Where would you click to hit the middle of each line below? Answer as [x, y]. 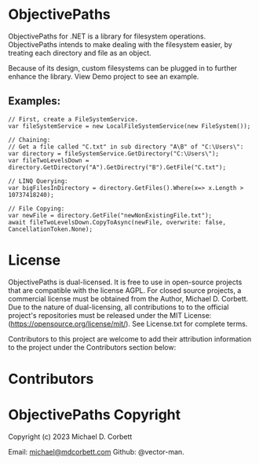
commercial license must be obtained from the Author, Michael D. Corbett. [128, 298]
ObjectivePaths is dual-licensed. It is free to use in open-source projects [125, 282]
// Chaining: [29, 140]
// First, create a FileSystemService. [73, 119]
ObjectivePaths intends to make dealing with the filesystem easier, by [120, 44]
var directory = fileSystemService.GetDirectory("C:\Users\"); [114, 153]
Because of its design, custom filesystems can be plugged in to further [123, 68]
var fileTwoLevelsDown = [49, 160]
